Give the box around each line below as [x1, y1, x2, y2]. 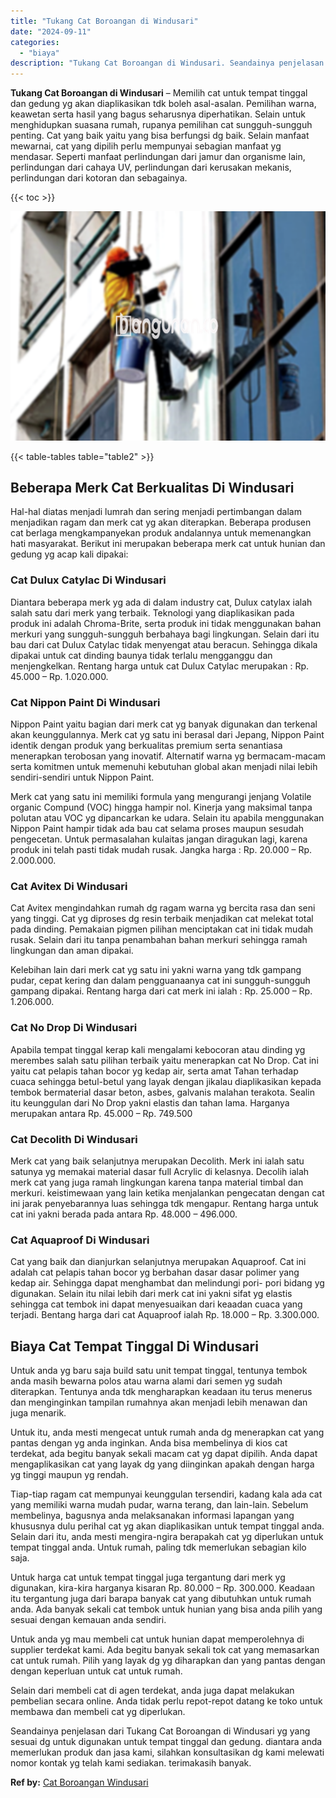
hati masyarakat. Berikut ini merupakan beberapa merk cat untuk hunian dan [10, 538, 326, 550]
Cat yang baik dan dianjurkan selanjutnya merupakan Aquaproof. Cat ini [10, 1256, 307, 1268]
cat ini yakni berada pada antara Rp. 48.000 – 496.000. [10, 1208, 238, 1220]
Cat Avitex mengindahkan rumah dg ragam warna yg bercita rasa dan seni [10, 902, 316, 914]
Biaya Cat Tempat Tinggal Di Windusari [10, 1338, 259, 1355]
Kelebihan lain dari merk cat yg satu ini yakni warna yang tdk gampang [10, 964, 302, 976]
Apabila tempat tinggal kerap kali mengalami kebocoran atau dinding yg [10, 1043, 306, 1055]
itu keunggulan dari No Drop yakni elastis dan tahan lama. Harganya [10, 1096, 290, 1109]
